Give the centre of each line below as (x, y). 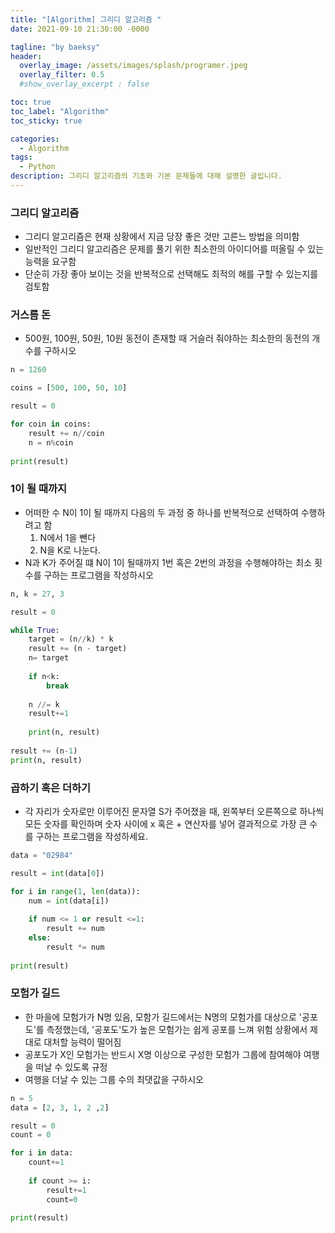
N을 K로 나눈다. (70, 550)
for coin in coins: (51, 424)
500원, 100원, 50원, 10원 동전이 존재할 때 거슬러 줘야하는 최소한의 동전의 (167, 338)
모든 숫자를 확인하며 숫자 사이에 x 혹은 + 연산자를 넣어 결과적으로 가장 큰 (166, 823)
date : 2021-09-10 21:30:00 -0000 (80, 29)
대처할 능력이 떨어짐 (82, 1042)
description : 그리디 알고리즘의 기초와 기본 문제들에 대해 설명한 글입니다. (146, 176)
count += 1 (46, 1162)
